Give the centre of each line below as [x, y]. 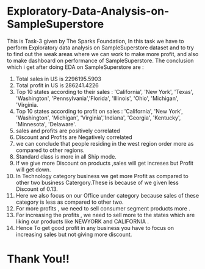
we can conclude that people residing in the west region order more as [105, 143]
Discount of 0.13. [37, 189]
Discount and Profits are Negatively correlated [74, 137]
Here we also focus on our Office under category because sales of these [107, 195]
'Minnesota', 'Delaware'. [46, 124]
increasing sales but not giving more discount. [74, 234]
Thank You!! [38, 259]
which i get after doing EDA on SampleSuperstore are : [75, 67]
